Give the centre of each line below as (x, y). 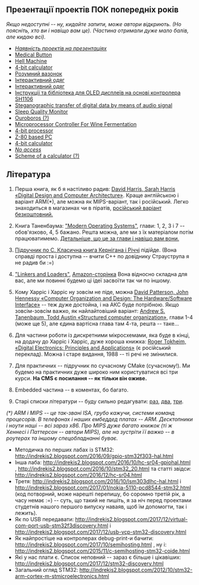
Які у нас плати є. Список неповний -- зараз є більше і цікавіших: (98, 557)
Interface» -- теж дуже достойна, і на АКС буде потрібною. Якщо (97, 304)
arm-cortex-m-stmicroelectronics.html (62, 576)
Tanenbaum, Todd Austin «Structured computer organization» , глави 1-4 (104, 317)
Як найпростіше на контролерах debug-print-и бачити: (84, 538)
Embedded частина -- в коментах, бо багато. (72, 390)
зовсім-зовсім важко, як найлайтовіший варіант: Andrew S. (90, 311)
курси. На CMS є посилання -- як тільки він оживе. (81, 378)
